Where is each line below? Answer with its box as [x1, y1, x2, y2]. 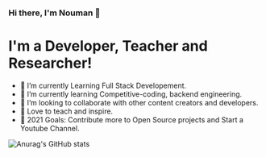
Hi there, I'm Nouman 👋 [8, 7, 101, 19]
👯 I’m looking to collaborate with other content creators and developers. [19, 97, 259, 107]
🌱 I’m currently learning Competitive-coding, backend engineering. [19, 89, 243, 99]
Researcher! [8, 54, 93, 72]
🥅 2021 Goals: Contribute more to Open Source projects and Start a [19, 114, 244, 124]
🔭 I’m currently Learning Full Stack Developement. [19, 81, 187, 90]
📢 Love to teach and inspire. [19, 106, 114, 116]
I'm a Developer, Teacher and [8, 37, 208, 56]
